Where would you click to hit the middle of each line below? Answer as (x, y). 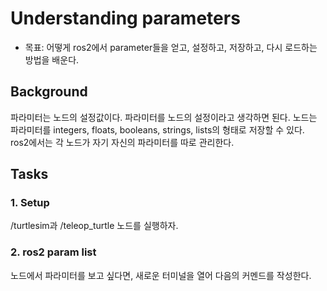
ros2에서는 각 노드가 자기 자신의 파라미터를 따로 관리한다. (122, 142)
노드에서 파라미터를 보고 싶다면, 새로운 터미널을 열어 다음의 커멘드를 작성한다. (161, 275)
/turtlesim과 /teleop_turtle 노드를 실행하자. (94, 226)
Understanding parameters (125, 18)
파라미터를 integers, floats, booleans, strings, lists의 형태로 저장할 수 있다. (157, 129)
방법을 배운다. (52, 59)
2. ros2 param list (53, 252)
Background (49, 92)
